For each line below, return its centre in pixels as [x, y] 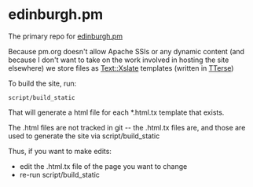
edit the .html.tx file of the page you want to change [103, 166]
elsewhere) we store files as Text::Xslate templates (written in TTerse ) [121, 68]
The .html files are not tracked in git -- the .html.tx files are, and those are [127, 127]
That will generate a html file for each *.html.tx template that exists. [116, 112]
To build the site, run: [42, 83]
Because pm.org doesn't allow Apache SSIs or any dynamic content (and [126, 51]
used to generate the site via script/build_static [84, 136]
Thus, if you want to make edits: [60, 151]
